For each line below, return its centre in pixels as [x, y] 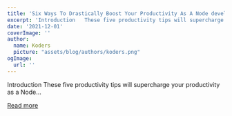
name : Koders [32, 46]
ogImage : [20, 59]
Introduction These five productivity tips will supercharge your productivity [114, 84]
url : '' [25, 65]
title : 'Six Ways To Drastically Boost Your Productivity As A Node [108, 13]
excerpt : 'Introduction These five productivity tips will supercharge [116, 20]
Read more [23, 105]
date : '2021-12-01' [35, 26]
